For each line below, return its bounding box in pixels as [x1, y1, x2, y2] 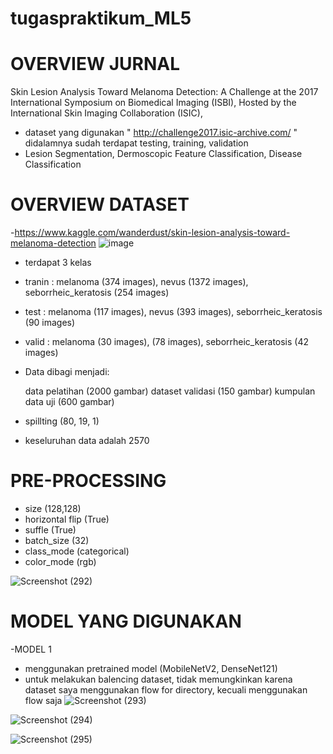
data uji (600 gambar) [24, 396, 115, 408]
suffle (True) [24, 524, 77, 536]
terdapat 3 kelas [24, 257, 92, 269]
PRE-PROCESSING [10, 470, 167, 492]
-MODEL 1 [10, 643, 52, 655]
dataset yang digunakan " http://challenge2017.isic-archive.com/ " [24, 127, 298, 139]
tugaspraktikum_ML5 [10, 7, 192, 30]
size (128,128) [24, 503, 82, 514]
